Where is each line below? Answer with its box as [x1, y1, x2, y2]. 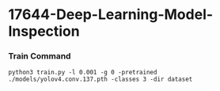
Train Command [8, 51, 71, 62]
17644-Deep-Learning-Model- [8, 6, 214, 24]
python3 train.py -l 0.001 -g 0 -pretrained [8, 69, 157, 77]
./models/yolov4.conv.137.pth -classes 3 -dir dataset [8, 75, 193, 84]
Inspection [8, 22, 81, 40]
